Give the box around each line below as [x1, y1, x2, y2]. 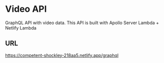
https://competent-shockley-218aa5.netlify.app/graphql [5, 52, 119, 58]
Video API [5, 3, 47, 15]
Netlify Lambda [5, 25, 37, 31]
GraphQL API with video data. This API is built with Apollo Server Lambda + [5, 20, 159, 26]
